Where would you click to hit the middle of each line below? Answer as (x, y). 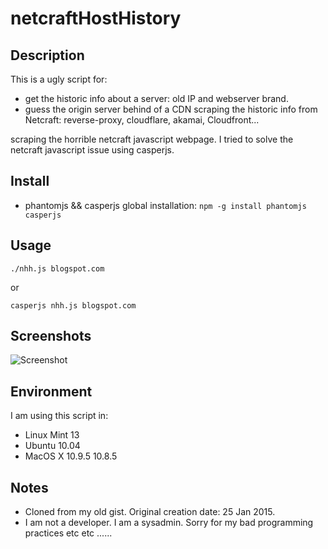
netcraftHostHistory (96, 18)
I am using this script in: (59, 416)
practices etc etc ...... (68, 533)
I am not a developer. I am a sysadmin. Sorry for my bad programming (169, 523)
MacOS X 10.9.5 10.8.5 (71, 456)
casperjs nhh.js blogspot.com (73, 305)
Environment (51, 391)
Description (47, 55)
